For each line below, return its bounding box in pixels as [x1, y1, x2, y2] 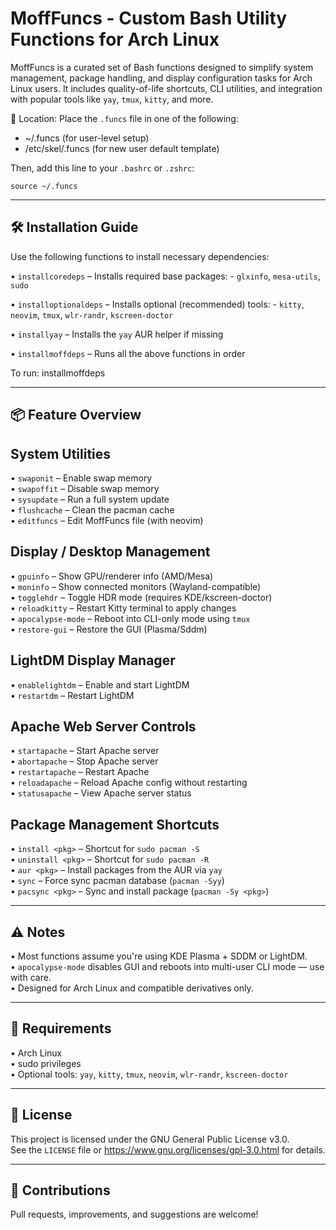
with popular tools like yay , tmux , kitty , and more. [10, 93, 214, 105]
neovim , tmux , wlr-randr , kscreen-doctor [10, 308, 174, 321]
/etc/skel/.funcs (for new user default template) [24, 142, 220, 154]
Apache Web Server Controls [10, 718, 197, 735]
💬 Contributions [10, 1182, 111, 1199]
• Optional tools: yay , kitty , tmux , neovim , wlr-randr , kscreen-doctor [10, 1068, 289, 1080]
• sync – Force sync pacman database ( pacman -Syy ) [10, 875, 225, 887]
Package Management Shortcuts [10, 816, 220, 833]
